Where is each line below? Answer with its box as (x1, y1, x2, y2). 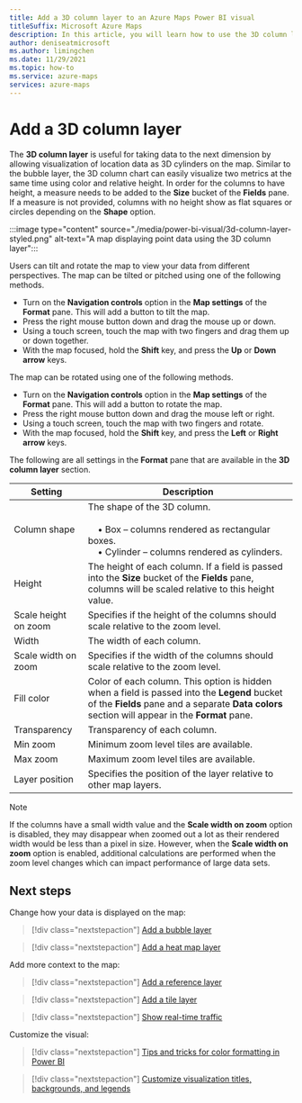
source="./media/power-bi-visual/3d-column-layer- (100, 223, 292, 234)
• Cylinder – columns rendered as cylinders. (97, 546, 283, 558)
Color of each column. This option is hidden (87, 674, 272, 687)
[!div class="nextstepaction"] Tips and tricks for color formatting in (31, 1046, 280, 1058)
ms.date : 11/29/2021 (9, 55, 87, 64)
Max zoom (13, 753, 58, 765)
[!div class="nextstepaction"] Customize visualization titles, (31, 1073, 253, 1085)
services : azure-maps (9, 80, 91, 89)
